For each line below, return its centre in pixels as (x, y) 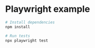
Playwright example (48, 9)
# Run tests (18, 36)
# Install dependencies (30, 22)
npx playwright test (27, 41)
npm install (18, 27)
